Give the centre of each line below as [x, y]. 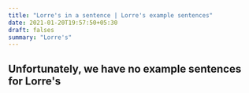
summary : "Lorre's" [40, 37]
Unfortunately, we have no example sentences [125, 68]
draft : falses [32, 30]
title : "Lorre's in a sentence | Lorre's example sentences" [111, 15]
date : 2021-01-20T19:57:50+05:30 [63, 23]
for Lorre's [35, 81]
